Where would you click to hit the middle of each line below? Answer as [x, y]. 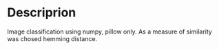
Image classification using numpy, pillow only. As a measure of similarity [109, 32]
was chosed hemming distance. [52, 38]
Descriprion [42, 13]
